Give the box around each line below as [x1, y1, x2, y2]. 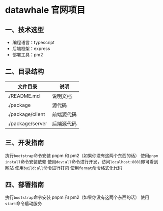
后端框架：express [12, 46, 50, 52]
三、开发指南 [5, 138, 44, 147]
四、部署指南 [5, 181, 44, 189]
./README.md [7, 92, 40, 99]
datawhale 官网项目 [5, 4, 85, 16]
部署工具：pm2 [12, 52, 43, 57]
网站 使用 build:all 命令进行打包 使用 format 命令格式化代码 [5, 165, 123, 171]
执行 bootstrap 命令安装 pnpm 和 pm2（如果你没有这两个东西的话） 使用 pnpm [5, 153, 158, 158]
